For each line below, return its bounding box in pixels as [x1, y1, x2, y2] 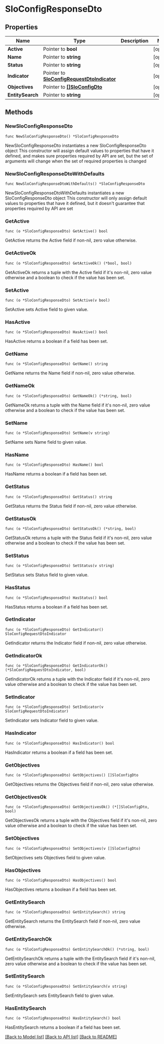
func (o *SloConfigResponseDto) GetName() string [5, 362, 108, 366]
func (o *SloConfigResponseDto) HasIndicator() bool [5, 741, 115, 746]
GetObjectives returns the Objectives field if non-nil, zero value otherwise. [5, 781, 155, 787]
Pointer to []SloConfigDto [43, 84, 102, 90]
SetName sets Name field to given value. [5, 439, 87, 445]
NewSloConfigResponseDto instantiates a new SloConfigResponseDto [5, 142, 146, 148]
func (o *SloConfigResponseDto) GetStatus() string [5, 494, 112, 499]
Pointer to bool [43, 45, 77, 52]
